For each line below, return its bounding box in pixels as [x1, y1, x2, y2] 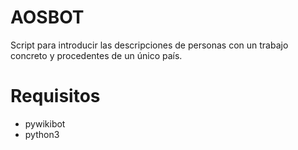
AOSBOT [10, 6, 85, 29]
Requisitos [10, 85, 101, 108]
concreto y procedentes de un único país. [10, 49, 183, 61]
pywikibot [24, 117, 66, 130]
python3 [24, 128, 60, 140]
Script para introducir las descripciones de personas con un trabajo [10, 39, 289, 51]
